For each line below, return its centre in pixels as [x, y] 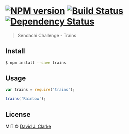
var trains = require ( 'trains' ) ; [40, 90]
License [18, 115]
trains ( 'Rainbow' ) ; [26, 99]
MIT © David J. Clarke [28, 126]
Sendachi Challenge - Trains [47, 35]
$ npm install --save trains [36, 63]
